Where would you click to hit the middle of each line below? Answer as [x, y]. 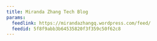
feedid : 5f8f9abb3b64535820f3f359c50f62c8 [66, 29]
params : [16, 17]
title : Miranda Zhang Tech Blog [47, 12]
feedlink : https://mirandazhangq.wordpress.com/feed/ [81, 23]
